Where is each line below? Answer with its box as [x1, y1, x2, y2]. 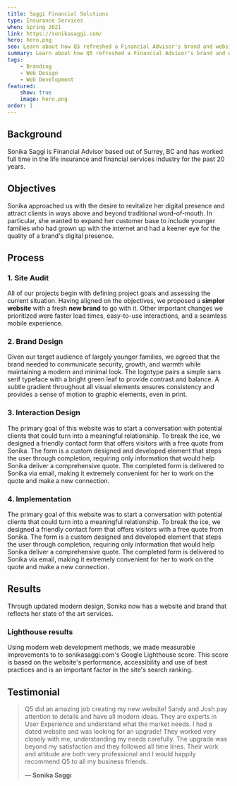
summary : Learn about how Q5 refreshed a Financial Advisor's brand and [7, 50, 226, 57]
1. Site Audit [7, 273, 49, 282]
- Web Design [20, 69, 59, 76]
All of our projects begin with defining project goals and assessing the [7, 289, 211, 297]
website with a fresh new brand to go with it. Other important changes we [7, 304, 224, 313]
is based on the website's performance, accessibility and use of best [7, 658, 208, 667]
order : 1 [7, 102, 33, 109]
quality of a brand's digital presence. [7, 231, 114, 240]
